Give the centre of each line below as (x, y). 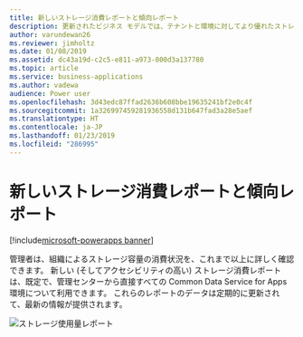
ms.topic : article (44, 69)
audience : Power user (50, 93)
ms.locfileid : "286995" (54, 144)
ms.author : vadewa (44, 85)
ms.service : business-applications (76, 77)
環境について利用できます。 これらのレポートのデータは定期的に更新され (145, 293)
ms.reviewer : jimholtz (52, 43)
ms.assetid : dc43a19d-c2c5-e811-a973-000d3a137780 (107, 60)
